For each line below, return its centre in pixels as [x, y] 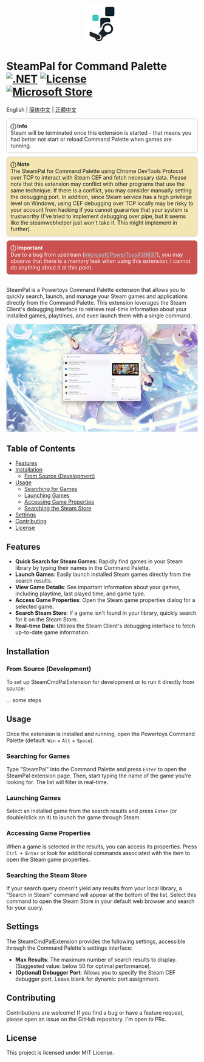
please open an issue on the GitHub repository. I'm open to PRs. [86, 1019]
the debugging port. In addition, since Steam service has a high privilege [101, 197]
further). [21, 229]
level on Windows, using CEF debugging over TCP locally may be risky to [102, 203]
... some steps [24, 700]
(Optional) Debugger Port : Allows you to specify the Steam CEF [95, 972]
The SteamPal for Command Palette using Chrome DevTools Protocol [97, 171]
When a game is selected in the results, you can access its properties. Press [102, 847]
